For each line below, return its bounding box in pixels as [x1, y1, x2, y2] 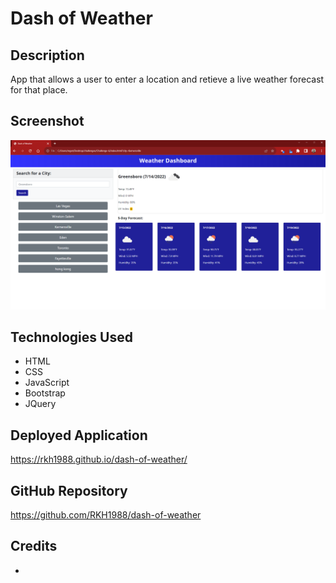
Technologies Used [10, 328, 133, 346]
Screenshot [10, 113, 85, 130]
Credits [10, 538, 58, 555]
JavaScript [24, 377, 70, 389]
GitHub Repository [10, 482, 128, 499]
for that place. [10, 84, 68, 96]
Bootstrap [24, 387, 66, 399]
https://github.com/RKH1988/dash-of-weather [10, 508, 202, 521]
